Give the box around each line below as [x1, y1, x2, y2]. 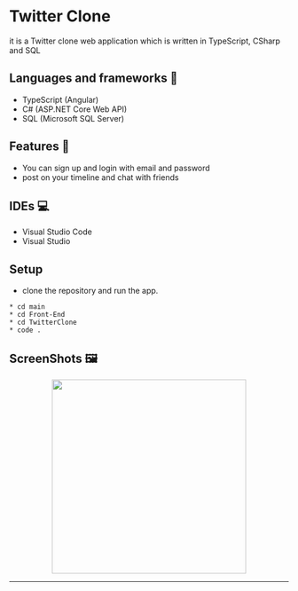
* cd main [9, 303, 46, 311]
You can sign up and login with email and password [21, 162, 210, 173]
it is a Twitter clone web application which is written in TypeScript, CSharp [9, 35, 281, 46]
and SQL [9, 44, 42, 55]
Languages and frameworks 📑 [9, 71, 178, 86]
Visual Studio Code [21, 226, 93, 237]
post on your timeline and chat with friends [21, 171, 179, 183]
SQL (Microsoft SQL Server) [21, 113, 125, 123]
